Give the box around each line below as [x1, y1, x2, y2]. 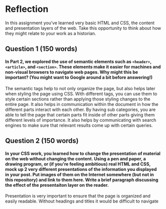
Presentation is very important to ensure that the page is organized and [5, 193, 151, 199]
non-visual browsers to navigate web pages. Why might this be [5, 69, 138, 75]
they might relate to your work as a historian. [5, 30, 97, 36]
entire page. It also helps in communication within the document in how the [5, 101, 159, 107]
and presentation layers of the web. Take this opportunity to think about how [5, 25, 162, 31]
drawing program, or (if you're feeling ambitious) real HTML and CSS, [5, 161, 151, 167]
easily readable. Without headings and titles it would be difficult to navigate [5, 198, 159, 204]
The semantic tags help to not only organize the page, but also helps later [5, 85, 156, 91]
